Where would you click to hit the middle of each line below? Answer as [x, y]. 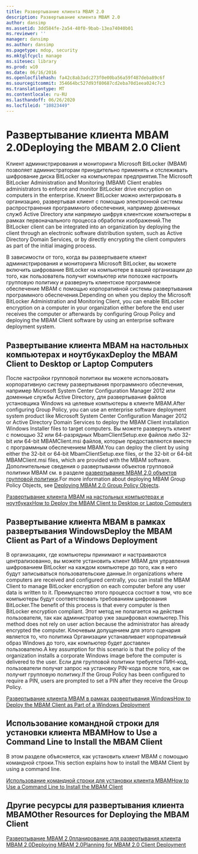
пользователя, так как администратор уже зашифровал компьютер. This [98, 618]
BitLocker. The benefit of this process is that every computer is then [88, 605]
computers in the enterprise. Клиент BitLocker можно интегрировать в [94, 195]
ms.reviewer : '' [26, 34]
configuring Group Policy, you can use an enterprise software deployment [96, 409]
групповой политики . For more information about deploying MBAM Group [96, 479]
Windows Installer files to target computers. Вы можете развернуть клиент [99, 428]
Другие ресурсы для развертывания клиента [95, 806]
